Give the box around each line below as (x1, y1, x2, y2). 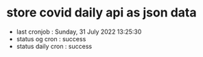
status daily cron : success (16, 42, 93, 50)
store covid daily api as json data (6, 5, 197, 21)
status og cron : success (16, 34, 86, 43)
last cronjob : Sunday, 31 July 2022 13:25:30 (16, 27, 142, 36)
